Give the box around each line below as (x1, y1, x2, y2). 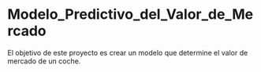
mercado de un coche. (7, 56, 81, 66)
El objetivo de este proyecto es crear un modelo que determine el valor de (7, 48, 248, 57)
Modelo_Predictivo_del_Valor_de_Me (7, 5, 254, 23)
